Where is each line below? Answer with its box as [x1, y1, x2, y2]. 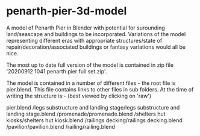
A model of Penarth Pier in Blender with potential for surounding [6, 24, 165, 31]
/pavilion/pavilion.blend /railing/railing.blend [6, 123, 116, 130]
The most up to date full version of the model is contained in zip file [6, 61, 173, 69]
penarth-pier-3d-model [6, 4, 127, 18]
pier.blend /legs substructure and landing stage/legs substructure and [6, 104, 180, 111]
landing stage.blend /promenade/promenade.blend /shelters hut [6, 110, 166, 117]
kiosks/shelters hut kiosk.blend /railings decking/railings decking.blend [6, 116, 183, 124]
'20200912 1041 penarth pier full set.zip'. [6, 67, 107, 75]
